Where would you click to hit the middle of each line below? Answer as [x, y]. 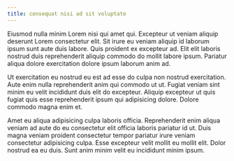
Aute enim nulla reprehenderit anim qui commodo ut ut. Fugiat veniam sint [114, 84]
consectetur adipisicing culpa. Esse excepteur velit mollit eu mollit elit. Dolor [117, 142]
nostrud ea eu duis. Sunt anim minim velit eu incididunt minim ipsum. [106, 150]
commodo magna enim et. [45, 106]
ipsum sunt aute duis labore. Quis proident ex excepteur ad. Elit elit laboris [114, 48]
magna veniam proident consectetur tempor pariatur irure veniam [101, 135]
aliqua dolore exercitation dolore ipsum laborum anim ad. [89, 63]
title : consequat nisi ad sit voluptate [67, 14]
